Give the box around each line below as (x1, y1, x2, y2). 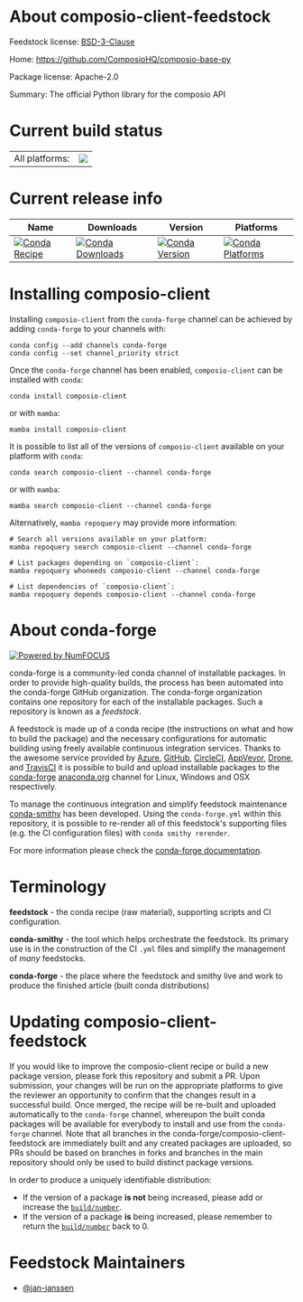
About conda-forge (9, 619, 157, 640)
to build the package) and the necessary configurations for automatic (9, 732, 268, 743)
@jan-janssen (22, 1282, 75, 1293)
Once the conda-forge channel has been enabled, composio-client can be (9, 364, 283, 375)
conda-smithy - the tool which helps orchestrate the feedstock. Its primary (9, 933, 289, 944)
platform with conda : (9, 450, 84, 461)
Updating (9, 1011, 81, 1032)
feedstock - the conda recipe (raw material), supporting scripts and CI (9, 906, 272, 917)
